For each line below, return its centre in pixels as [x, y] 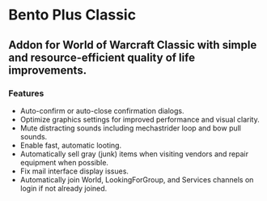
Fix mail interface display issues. [74, 171]
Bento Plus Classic [72, 15]
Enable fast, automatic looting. [71, 145]
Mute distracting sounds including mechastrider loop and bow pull [130, 128]
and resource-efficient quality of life [102, 57]
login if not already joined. [64, 188]
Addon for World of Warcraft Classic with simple [133, 45]
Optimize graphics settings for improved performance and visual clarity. [140, 119]
